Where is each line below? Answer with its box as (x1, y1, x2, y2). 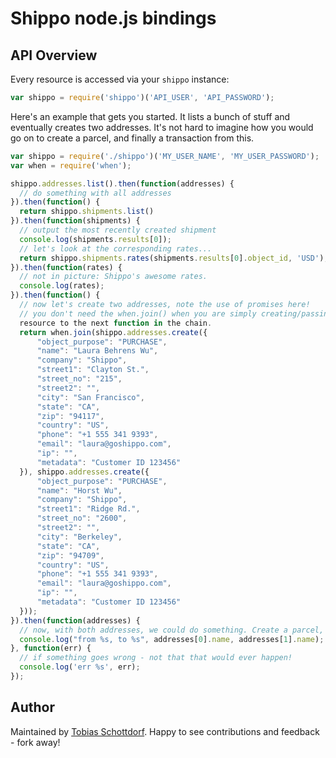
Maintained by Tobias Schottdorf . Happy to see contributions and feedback (10, 725, 320, 737)
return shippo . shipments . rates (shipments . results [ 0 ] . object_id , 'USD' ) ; (19, 253, 329, 263)
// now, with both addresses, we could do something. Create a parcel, (19, 625, 325, 635)
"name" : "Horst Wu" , (36, 485, 123, 496)
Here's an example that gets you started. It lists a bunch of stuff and (10, 110, 291, 122)
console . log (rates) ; (19, 281, 105, 291)
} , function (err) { (10, 643, 92, 654)
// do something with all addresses (19, 188, 172, 198)
